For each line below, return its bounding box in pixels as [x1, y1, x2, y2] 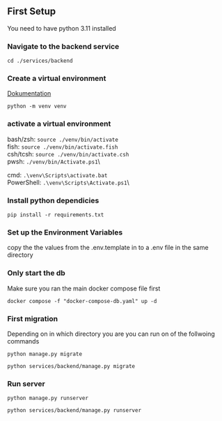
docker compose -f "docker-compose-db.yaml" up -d [7, 297, 157, 304]
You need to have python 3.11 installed [7, 24, 116, 32]
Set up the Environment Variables [7, 227, 123, 237]
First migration [7, 313, 58, 323]
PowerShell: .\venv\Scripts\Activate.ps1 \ [7, 178, 130, 186]
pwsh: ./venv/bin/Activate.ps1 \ [7, 157, 101, 165]
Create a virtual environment [7, 73, 106, 83]
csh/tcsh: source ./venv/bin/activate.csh [7, 149, 129, 158]
